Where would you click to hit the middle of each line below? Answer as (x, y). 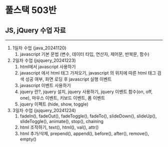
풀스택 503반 (31, 10)
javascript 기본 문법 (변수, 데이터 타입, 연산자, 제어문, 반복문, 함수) (84, 54)
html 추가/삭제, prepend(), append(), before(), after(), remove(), (84, 133)
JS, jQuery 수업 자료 (35, 30)
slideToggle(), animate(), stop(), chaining (62, 121)
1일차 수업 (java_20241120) (39, 48)
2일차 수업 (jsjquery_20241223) (44, 60)
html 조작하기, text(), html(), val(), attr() (59, 127)
